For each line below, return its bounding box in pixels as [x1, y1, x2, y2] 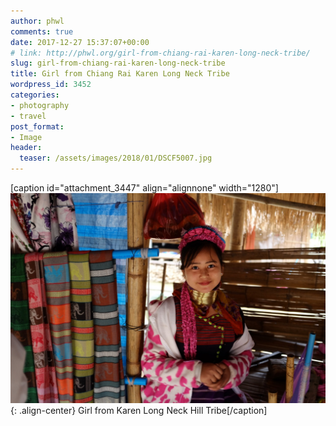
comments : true [10, 26, 74, 37]
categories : [10, 90, 60, 100]
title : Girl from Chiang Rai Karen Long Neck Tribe [10, 69, 230, 79]
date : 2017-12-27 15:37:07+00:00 [10, 37, 150, 47]
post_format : [10, 121, 65, 132]
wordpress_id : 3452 [10, 80, 92, 90]
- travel [10, 111, 47, 121]
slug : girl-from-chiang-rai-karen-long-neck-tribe [10, 58, 226, 69]
